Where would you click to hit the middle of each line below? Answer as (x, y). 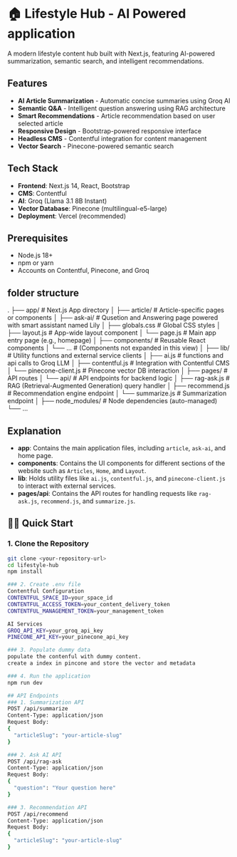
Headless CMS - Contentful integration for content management (112, 138)
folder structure (43, 293)
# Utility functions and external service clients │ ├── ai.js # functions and (116, 355)
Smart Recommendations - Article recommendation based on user (116, 115)
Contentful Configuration (46, 591)
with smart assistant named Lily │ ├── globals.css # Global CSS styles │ (114, 326)
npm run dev (25, 682)
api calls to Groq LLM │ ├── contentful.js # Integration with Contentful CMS (118, 363)
